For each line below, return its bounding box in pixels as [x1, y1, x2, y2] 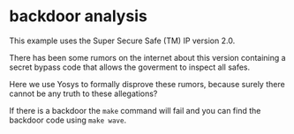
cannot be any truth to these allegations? [9, 88, 158, 99]
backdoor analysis [9, 6, 147, 26]
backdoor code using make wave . [9, 115, 126, 125]
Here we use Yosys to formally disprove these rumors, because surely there [9, 78, 285, 89]
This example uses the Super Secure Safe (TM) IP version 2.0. [9, 35, 236, 46]
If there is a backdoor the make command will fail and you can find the [9, 105, 261, 115]
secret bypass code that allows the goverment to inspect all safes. [9, 62, 250, 72]
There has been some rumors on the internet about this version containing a [9, 52, 286, 63]
